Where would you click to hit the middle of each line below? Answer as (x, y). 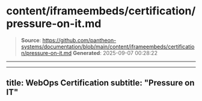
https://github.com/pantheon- (79, 40)
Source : (31, 40)
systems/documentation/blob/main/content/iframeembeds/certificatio (108, 47)
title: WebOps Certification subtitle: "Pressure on (100, 83)
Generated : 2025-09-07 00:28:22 (115, 53)
